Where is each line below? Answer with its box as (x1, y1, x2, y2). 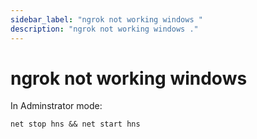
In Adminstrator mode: (10, 100, 103, 112)
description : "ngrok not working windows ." (10, 24, 199, 34)
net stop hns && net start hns (10, 119, 141, 130)
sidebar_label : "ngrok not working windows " (10, 14, 203, 25)
